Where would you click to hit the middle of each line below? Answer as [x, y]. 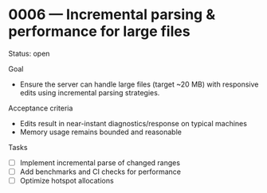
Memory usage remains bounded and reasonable [100, 132]
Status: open [29, 53]
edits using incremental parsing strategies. [90, 92]
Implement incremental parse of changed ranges [100, 162]
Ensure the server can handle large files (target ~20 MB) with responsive [139, 84]
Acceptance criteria [41, 108]
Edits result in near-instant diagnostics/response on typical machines [133, 123]
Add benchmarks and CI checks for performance [100, 172]
